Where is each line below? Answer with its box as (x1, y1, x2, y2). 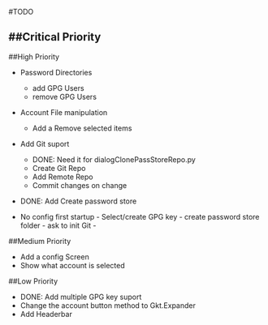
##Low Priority (8, 276, 58, 286)
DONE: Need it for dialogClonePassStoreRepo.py (32, 154, 197, 165)
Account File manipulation (19, 107, 108, 117)
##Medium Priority (8, 236, 71, 246)
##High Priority (8, 52, 59, 62)
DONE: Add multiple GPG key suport (19, 292, 142, 301)
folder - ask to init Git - (19, 220, 97, 230)
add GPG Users (32, 83, 84, 92)
